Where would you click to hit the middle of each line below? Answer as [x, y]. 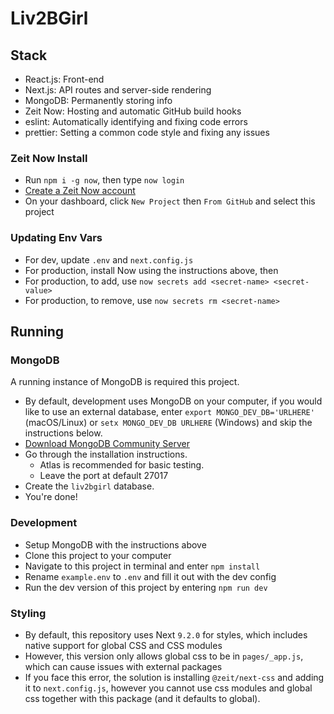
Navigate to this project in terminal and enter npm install [142, 566]
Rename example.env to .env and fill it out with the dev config [150, 576]
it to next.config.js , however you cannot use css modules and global [168, 688]
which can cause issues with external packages [123, 666]
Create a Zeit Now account [80, 191]
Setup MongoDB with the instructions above [115, 544]
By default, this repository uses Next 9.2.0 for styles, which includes [166, 634]
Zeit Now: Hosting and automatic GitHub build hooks [133, 111]
